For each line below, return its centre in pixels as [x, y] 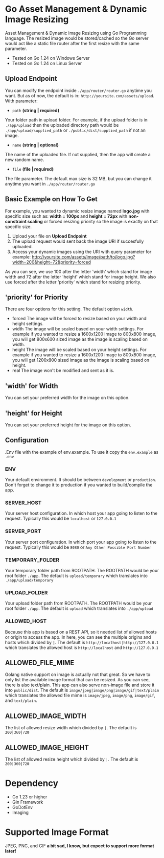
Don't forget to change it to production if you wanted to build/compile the [79, 485]
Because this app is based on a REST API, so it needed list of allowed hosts [81, 632]
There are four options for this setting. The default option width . [69, 309]
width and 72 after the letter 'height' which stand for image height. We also [81, 277]
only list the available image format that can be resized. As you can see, [78, 680]
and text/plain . [21, 700]
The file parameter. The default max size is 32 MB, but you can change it [78, 178]
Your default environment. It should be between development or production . [81, 480]
